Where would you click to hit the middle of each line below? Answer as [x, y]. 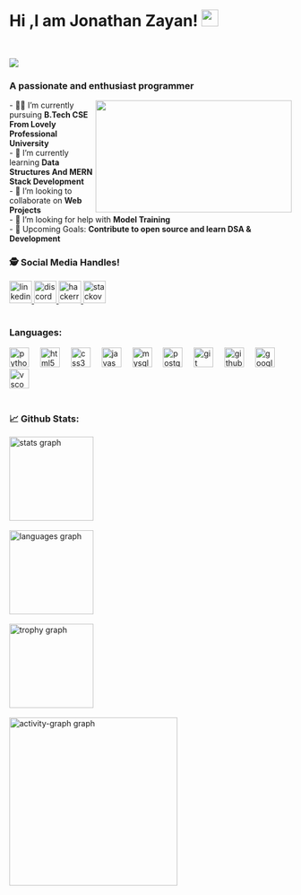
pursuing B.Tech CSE [49, 115]
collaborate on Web [46, 201]
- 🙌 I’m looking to [41, 191]
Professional [34, 134]
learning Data [34, 162]
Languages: [36, 333]
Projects [26, 210]
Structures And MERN [51, 172]
